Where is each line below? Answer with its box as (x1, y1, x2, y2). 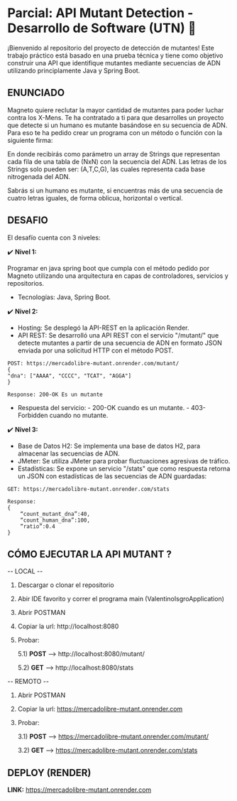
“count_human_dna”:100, (20, 517, 91, 524)
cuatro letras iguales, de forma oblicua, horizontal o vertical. (7, 193, 183, 202)
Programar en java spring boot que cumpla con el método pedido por (7, 264, 210, 272)
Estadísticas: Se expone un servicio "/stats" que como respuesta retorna (17, 464, 231, 473)
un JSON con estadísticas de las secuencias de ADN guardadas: (17, 471, 207, 480)
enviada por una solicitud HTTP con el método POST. (17, 346, 174, 355)
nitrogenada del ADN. (7, 172, 71, 181)
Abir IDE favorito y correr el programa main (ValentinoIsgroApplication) (17, 595, 225, 603)
